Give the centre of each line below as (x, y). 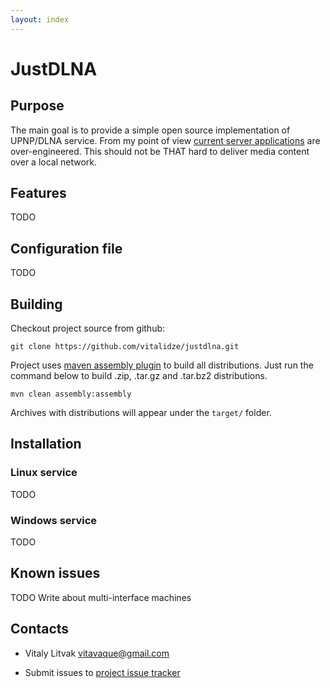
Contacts (40, 629)
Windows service (54, 520)
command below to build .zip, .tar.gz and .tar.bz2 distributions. (139, 376)
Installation (46, 444)
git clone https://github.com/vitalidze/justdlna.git (125, 347)
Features (38, 193)
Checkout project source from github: (88, 328)
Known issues (55, 573)
